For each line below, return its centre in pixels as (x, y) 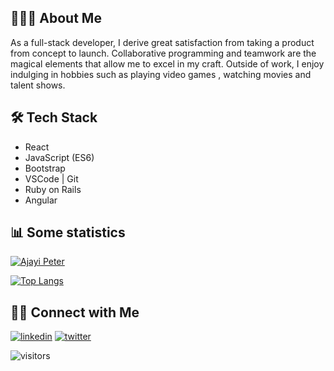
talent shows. (38, 85)
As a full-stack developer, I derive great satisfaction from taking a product (162, 42)
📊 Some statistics (68, 232)
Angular (41, 200)
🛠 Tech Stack (54, 117)
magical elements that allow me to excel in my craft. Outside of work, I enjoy (167, 63)
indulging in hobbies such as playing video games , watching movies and (161, 74)
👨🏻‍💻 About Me (56, 18)
